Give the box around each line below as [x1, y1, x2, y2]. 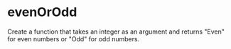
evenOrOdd [7, 4, 77, 20]
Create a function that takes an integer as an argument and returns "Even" [7, 27, 225, 36]
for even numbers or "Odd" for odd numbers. [7, 34, 140, 43]
